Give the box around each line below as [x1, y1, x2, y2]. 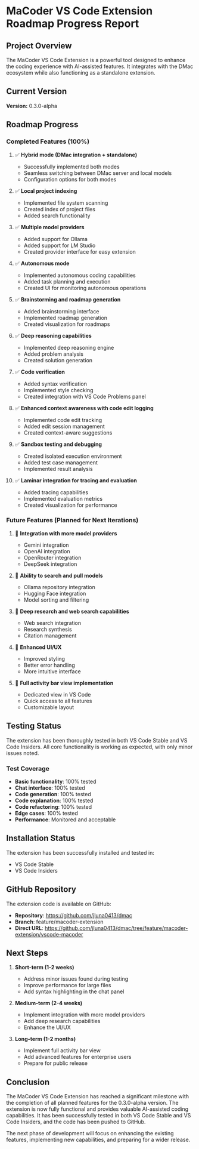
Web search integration [23, 619, 82, 626]
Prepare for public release [23, 1059, 88, 1067]
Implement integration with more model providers [23, 1011, 145, 1018]
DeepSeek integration [23, 560, 77, 568]
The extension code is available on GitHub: [6, 900, 111, 907]
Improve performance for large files [23, 982, 111, 989]
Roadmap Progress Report [6, 17, 139, 30]
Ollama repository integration [23, 583, 95, 590]
